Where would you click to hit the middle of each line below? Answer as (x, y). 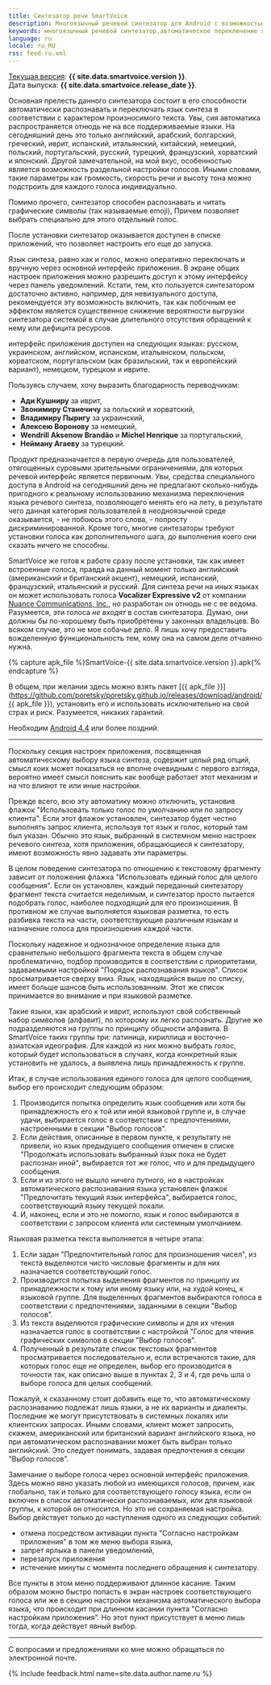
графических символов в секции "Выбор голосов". (108, 1340)
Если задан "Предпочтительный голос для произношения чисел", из (138, 1254)
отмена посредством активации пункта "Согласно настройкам (129, 1533)
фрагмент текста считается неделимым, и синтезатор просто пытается (132, 894)
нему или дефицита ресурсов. (60, 328)
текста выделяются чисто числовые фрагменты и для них (120, 1263)
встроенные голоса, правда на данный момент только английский (123, 569)
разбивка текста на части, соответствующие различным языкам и (123, 920)
